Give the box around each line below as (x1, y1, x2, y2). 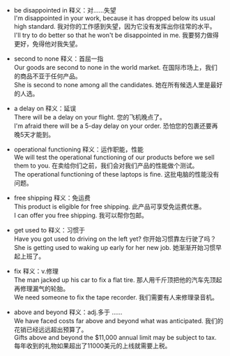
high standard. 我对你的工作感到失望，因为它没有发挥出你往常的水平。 (13, 22, 216, 30)
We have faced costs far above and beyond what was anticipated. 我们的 (13, 317, 224, 325)
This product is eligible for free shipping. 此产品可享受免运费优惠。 (13, 202, 206, 211)
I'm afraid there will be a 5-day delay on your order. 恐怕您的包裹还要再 (13, 121, 218, 130)
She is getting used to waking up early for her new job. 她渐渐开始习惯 (13, 244, 216, 251)
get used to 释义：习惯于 (13, 226, 86, 234)
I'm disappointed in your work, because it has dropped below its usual (13, 14, 216, 22)
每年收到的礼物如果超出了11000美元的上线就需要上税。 (13, 341, 171, 350)
